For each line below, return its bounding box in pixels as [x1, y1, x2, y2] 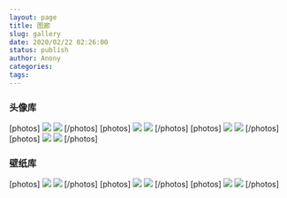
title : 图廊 [9, 21, 50, 30]
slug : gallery [9, 29, 62, 38]
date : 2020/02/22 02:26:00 [9, 37, 109, 47]
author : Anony [9, 54, 62, 63]
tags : [9, 71, 29, 80]
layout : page [9, 12, 57, 22]
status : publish [9, 46, 69, 55]
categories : [9, 63, 53, 72]
